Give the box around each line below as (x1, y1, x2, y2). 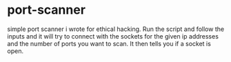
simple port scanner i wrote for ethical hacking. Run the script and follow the (7, 25, 225, 33)
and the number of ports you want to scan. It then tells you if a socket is (7, 39, 212, 48)
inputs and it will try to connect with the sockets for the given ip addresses (7, 32, 219, 40)
